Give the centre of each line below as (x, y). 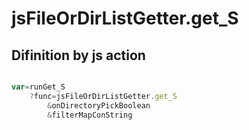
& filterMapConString (90, 115)
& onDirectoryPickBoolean (99, 105)
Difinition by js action (78, 55)
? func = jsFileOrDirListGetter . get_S (103, 96)
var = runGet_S (38, 87)
